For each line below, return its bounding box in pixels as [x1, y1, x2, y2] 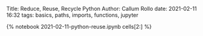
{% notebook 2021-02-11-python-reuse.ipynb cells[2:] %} [6, 23, 152, 30]
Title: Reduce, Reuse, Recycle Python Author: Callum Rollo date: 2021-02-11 [6, 5, 197, 12]
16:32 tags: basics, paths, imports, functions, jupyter [6, 11, 139, 19]
